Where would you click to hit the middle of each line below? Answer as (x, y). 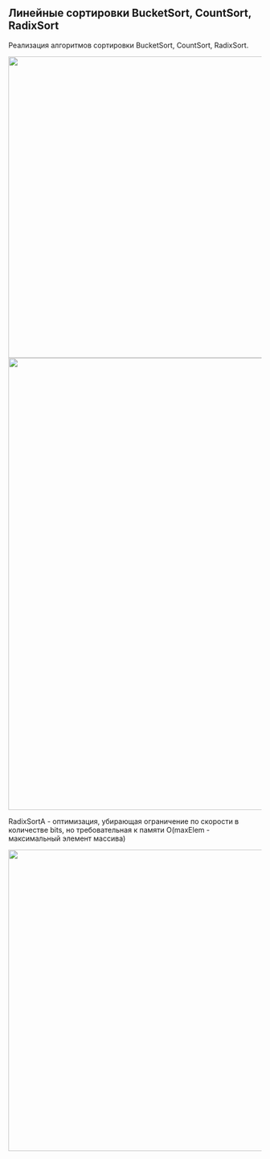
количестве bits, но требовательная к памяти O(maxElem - (109, 829)
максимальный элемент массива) (67, 838)
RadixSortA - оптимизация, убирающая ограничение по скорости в (124, 821)
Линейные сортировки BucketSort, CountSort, (130, 13)
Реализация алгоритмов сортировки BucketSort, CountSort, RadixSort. (129, 45)
